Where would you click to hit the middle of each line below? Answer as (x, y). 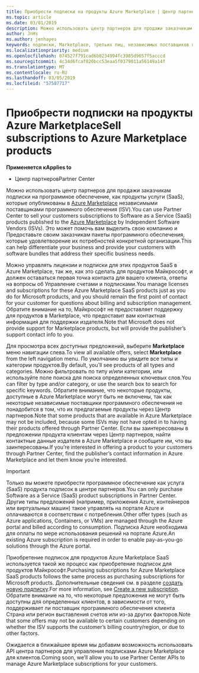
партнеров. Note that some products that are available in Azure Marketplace (99, 415)
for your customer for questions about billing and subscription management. (99, 303)
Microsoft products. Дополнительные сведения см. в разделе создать (95, 583)
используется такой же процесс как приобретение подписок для (89, 564)
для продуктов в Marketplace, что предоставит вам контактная (86, 315)
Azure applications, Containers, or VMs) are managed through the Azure (94, 520)
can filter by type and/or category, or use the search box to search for (92, 383)
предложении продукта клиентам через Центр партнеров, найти (88, 434)
